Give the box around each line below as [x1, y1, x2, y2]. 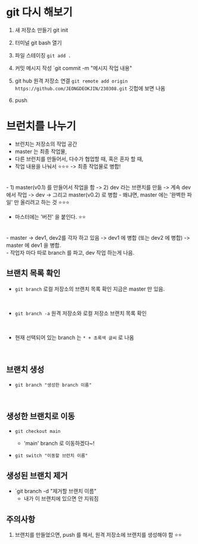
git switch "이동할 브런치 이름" [14, 453, 88, 459]
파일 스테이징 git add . [14, 51, 72, 59]
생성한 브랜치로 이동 [6, 411, 75, 421]
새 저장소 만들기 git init [14, 26, 69, 33]
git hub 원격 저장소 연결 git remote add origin [14, 77, 128, 84]
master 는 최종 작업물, [14, 148, 67, 155]
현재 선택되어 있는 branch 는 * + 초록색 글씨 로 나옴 [14, 334, 134, 341]
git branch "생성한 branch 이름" [14, 382, 92, 388]
